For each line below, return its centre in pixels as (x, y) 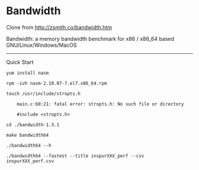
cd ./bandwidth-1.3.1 (33, 125)
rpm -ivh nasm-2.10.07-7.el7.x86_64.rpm (57, 83)
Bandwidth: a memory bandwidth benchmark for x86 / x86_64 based (90, 39)
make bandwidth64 (28, 135)
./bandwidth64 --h (29, 145)
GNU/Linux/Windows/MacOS (41, 45)
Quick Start (20, 62)
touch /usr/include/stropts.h (44, 94)
